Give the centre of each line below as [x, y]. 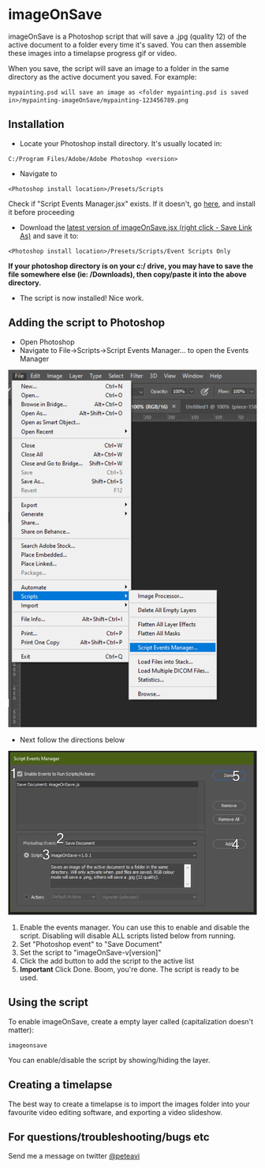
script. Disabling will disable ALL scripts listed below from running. [127, 935]
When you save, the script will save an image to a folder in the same [119, 68]
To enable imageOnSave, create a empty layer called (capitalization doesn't [131, 1021]
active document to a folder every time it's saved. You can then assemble [127, 44]
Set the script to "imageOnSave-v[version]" [90, 952]
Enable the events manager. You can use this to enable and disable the [134, 927]
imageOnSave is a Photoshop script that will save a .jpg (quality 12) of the [127, 36]
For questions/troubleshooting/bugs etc [109, 1137]
